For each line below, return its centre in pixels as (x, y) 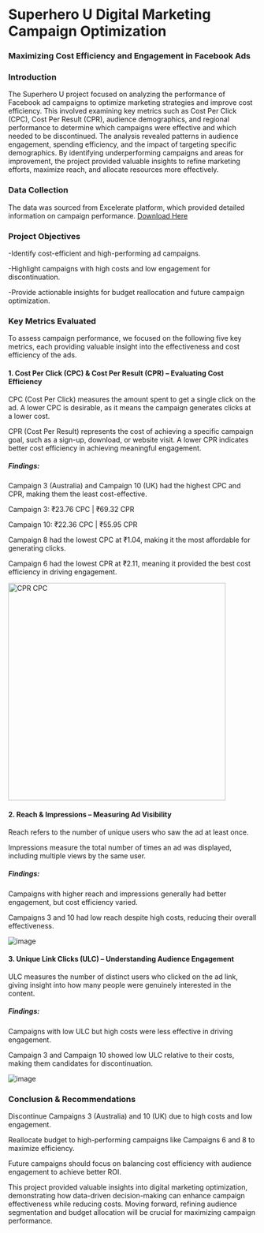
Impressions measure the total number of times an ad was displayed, (120, 847)
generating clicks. (37, 548)
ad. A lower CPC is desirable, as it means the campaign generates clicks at (130, 407)
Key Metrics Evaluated (52, 321)
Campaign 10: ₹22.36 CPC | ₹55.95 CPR (73, 525)
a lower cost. (29, 416)
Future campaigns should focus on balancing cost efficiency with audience (130, 1164)
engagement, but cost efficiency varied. (73, 902)
